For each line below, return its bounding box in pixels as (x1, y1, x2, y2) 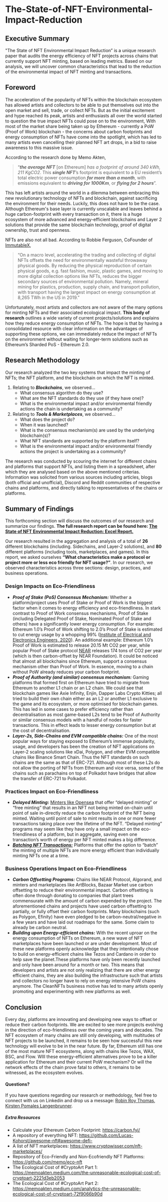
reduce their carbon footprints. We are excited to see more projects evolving (5, 1022, 163, 1028)
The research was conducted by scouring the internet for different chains (5, 458, 157, 464)
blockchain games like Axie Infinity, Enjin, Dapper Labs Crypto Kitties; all (12, 690, 162, 696)
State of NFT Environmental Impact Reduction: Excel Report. (5, 528, 134, 535)
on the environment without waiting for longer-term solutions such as (5, 336, 148, 342)
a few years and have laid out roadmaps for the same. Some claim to (12, 919, 154, 925)
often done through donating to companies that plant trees (12, 892, 134, 898)
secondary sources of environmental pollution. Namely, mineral (17, 278, 149, 284)
